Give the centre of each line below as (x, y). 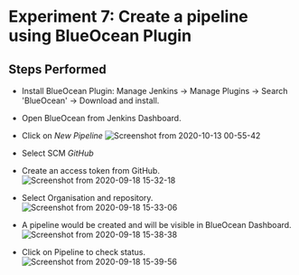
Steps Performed (58, 69)
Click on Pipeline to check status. (84, 252)
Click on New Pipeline (62, 136)
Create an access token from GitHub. (90, 171)
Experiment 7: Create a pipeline (129, 17)
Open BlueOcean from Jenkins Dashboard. (101, 118)
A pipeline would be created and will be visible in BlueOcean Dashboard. (156, 225)
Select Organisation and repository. (87, 198)
